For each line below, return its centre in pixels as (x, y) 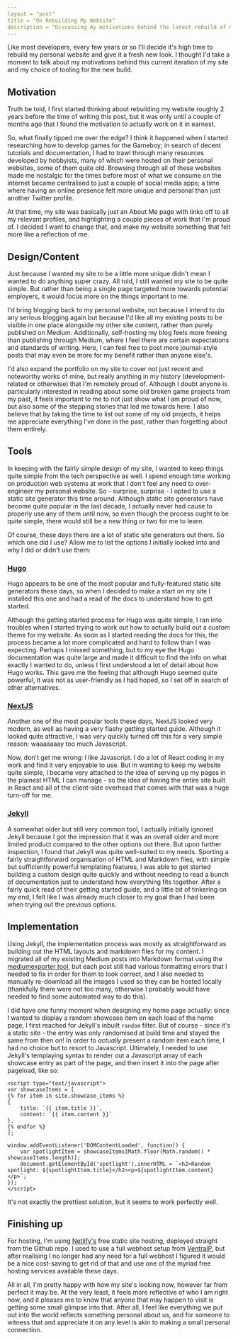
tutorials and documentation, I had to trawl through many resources (106, 153)
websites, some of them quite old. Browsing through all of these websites (114, 168)
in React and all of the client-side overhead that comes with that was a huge (118, 788)
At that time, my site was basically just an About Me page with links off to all (118, 212)
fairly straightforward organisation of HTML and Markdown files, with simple (119, 859)
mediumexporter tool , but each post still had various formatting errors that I (117, 966)
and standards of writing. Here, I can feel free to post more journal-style (112, 347)
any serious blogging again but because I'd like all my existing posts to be (115, 317)
